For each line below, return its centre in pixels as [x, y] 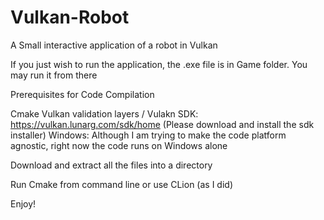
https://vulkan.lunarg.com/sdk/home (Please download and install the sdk [162, 124]
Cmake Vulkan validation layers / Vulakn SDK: [104, 113]
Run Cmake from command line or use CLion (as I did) [121, 184]
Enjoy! [23, 203]
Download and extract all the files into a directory [111, 165]
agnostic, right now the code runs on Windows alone [119, 145]
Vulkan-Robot [70, 17]
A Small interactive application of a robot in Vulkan [114, 45]
